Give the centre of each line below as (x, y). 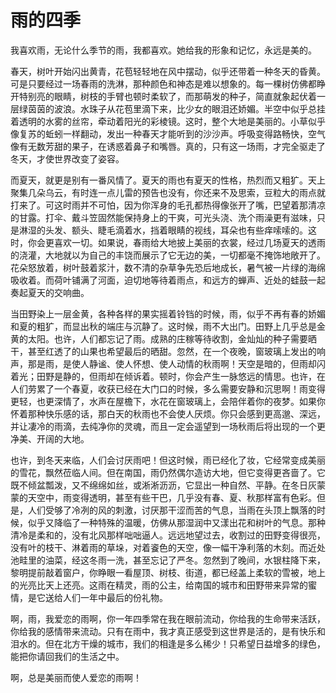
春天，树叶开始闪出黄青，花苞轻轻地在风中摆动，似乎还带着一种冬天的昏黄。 (168, 71)
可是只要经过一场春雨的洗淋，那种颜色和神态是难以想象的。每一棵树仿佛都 (163, 83)
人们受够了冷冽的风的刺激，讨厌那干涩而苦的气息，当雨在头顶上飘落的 (172, 510)
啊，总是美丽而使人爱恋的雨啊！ (76, 677)
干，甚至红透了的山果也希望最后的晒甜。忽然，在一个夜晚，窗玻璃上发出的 (163, 351)
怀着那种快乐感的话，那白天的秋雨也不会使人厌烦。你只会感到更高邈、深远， (168, 413)
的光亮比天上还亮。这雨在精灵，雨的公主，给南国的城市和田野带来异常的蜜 (163, 585)
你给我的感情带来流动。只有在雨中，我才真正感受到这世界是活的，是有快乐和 (168, 631)
